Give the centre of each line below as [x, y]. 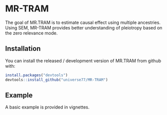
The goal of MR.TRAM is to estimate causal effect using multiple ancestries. [83, 22]
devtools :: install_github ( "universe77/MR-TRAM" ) [57, 80]
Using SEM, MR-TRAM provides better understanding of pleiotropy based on [84, 27]
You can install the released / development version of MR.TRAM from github [83, 61]
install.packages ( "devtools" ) [37, 75]
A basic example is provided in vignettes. [47, 107]
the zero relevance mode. [31, 33]
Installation [23, 49]
